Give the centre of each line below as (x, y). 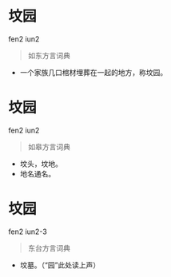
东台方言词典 (49, 247)
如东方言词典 (49, 55)
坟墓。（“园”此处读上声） (60, 265)
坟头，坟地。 (41, 164)
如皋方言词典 (49, 146)
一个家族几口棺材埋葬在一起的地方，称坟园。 (93, 72)
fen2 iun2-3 (28, 231)
